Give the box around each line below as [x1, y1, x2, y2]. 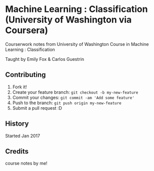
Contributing [5, 71, 46, 79]
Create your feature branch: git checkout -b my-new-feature [12, 89, 138, 95]
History [5, 120, 29, 128]
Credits [5, 147, 29, 156]
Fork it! [12, 84, 27, 90]
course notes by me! [5, 161, 47, 167]
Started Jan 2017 [5, 133, 40, 139]
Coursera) [5, 25, 48, 36]
